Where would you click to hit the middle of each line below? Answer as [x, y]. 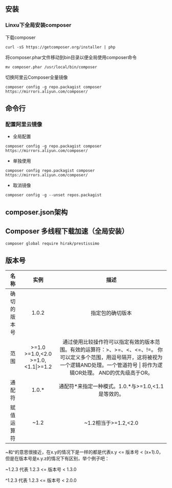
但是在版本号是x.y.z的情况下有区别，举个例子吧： [57, 459]
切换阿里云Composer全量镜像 [37, 77]
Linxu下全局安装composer [38, 25]
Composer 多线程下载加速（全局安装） [67, 231]
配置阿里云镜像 [24, 124]
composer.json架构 [37, 212]
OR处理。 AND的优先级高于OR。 [114, 373]
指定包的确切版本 [111, 313]
